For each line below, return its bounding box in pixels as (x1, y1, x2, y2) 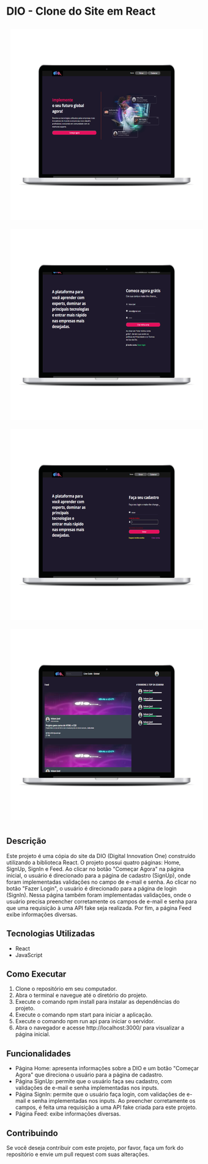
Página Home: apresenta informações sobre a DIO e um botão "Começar (15, 1065, 199, 1072)
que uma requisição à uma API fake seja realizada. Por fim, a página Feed (6, 904, 191, 911)
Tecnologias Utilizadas (6, 928, 95, 939)
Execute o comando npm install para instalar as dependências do (15, 998, 180, 1005)
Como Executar (6, 969, 67, 979)
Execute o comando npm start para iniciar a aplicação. (15, 1011, 153, 1018)
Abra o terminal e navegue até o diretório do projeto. (15, 991, 148, 999)
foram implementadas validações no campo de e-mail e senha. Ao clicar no (6, 878, 197, 886)
